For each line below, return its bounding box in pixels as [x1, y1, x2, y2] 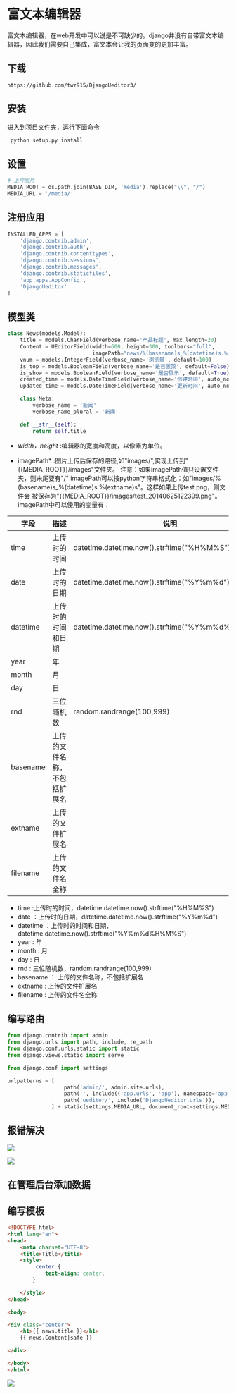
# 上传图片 [7, 177, 35, 184]
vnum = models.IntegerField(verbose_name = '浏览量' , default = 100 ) [20, 356, 212, 363]
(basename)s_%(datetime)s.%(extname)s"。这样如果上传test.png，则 [17, 482, 220, 491]
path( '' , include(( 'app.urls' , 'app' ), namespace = [63, 1090, 216, 1097]
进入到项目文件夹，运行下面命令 [7, 123, 100, 131]
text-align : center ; [44, 1270, 105, 1277]
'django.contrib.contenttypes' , [20, 250, 114, 257]
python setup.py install [10, 137, 83, 144]
